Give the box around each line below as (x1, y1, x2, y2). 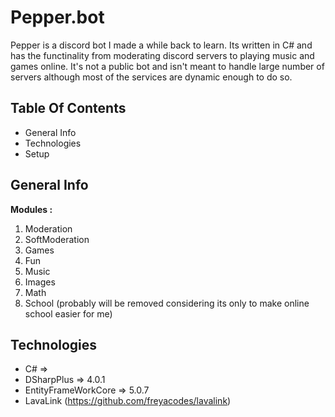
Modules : (10, 203, 53, 215)
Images (24, 276, 56, 288)
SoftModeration (24, 233, 90, 245)
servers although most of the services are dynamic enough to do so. (10, 71, 293, 83)
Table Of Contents (10, 100, 127, 117)
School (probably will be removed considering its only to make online (24, 297, 310, 309)
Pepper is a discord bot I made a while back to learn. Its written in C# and (10, 39, 313, 51)
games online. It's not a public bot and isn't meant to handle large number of (10, 60, 325, 72)
